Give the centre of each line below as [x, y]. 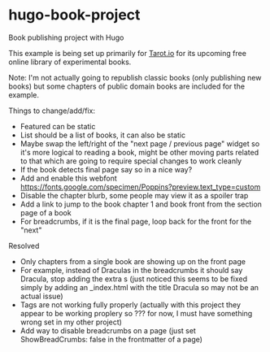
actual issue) [41, 296]
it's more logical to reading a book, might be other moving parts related [139, 152]
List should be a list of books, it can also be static [102, 135]
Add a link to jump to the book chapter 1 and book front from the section [141, 204]
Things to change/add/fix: [52, 111]
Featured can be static [58, 126]
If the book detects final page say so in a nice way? [106, 169]
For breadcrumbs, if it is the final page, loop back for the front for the [136, 221]
